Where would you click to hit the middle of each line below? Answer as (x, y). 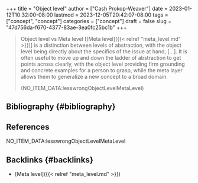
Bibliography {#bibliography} (61, 107)
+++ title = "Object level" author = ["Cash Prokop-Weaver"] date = (87, 9)
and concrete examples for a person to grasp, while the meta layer (102, 70)
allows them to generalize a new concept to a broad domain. (94, 77)
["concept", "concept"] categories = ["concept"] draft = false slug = (89, 21)
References (28, 127)
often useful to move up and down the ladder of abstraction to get (101, 58)
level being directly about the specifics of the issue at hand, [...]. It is (104, 52)
